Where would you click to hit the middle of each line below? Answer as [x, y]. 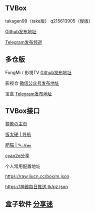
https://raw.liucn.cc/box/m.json [37, 176]
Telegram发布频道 [24, 42]
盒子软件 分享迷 [29, 204]
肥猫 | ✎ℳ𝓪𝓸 [18, 145]
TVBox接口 [22, 111]
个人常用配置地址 [23, 166]
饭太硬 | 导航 [18, 134]
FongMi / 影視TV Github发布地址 [38, 72]
